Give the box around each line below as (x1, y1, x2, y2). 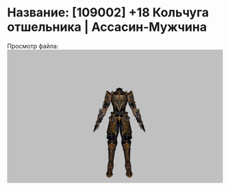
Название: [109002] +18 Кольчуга (7, 5, 209, 21)
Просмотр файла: (7, 42, 59, 50)
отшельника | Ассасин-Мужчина (7, 19, 207, 35)
